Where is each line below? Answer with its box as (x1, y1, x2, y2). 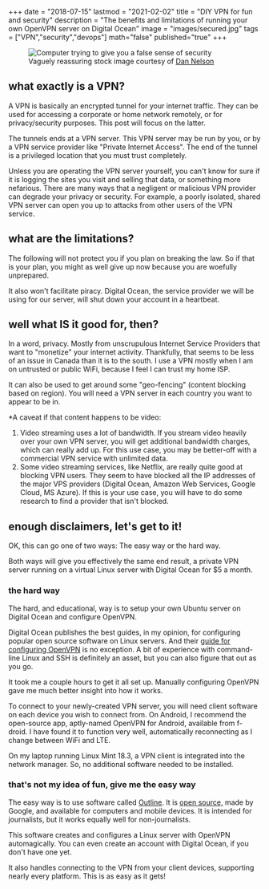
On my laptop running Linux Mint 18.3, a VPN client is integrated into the (8, 750, 246, 761)
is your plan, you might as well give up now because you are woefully (8, 262, 238, 271)
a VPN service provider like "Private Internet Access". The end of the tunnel (8, 142, 258, 152)
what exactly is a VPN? (8, 79, 126, 93)
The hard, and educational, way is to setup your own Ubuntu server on (8, 603, 242, 613)
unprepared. (8, 270, 50, 280)
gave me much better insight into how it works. (8, 685, 163, 695)
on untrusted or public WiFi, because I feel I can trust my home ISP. (8, 364, 231, 374)
